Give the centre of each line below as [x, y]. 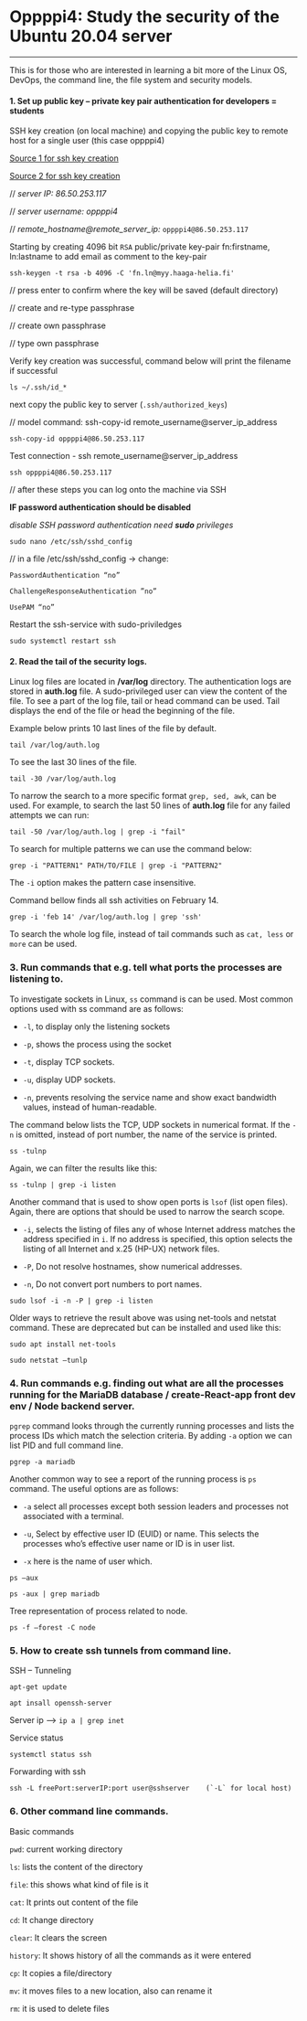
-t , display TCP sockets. [69, 1061]
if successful [33, 371]
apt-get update [38, 1687]
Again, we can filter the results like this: [84, 1168]
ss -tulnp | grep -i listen [63, 1185]
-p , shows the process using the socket [97, 1044]
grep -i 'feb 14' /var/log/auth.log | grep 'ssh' [106, 917]
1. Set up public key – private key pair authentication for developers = [143, 101]
